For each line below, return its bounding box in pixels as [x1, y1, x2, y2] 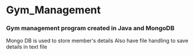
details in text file [6, 43, 47, 50]
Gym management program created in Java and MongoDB [6, 24, 175, 32]
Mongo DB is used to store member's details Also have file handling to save [6, 37, 189, 44]
